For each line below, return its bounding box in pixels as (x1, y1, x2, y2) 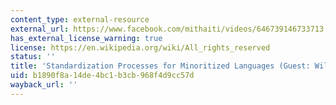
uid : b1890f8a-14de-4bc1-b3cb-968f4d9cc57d (10, 71, 195, 81)
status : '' (10, 52, 56, 62)
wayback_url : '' (10, 80, 78, 90)
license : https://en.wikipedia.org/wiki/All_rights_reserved (10, 42, 271, 53)
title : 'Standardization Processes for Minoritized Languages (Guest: (10, 61, 311, 71)
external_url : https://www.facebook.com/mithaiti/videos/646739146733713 (10, 24, 325, 34)
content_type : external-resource (10, 14, 150, 25)
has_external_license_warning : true (10, 33, 163, 43)
